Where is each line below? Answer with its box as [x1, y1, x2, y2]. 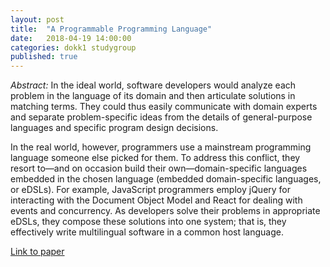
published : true [10, 52, 78, 62]
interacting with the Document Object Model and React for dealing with [10, 194, 303, 206]
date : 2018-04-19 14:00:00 [10, 33, 132, 43]
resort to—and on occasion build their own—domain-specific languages [10, 162, 308, 175]
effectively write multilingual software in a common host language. [10, 226, 284, 238]
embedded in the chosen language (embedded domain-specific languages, [10, 173, 322, 185]
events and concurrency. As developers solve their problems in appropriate [10, 205, 321, 217]
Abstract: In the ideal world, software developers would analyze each [10, 79, 297, 91]
